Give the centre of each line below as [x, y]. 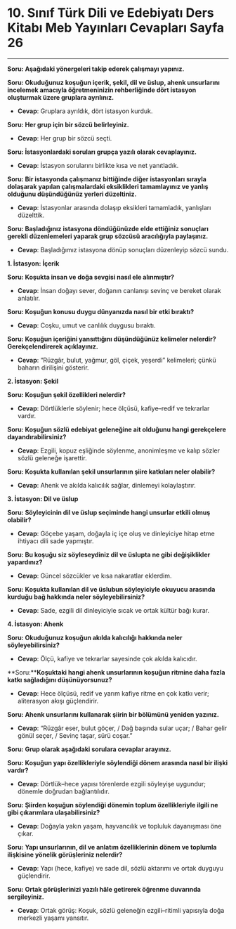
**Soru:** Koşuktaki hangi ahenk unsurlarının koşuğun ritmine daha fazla [116, 672]
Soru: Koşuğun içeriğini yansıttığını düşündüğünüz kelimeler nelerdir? [112, 339]
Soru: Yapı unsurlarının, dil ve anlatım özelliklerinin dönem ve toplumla [112, 847]
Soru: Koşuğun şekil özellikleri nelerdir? [67, 394]
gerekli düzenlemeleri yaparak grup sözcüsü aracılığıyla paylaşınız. [108, 236]
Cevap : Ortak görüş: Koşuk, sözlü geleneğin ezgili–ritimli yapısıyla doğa [121, 910]
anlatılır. [29, 298]
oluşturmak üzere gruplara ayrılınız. [61, 97]
